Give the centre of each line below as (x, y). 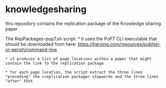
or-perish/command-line (31, 49)
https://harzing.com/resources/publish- (119, 44)
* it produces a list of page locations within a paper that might (79, 59)
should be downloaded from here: (41, 44)
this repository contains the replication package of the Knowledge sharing (83, 23)
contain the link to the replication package (54, 63)
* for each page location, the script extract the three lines (74, 72)
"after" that (19, 81)
